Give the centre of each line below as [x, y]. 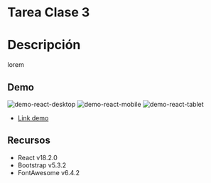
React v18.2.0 [38, 157]
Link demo [33, 117]
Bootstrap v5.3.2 [42, 165]
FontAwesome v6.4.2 [49, 172]
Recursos [29, 141]
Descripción [44, 45]
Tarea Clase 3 [49, 12]
